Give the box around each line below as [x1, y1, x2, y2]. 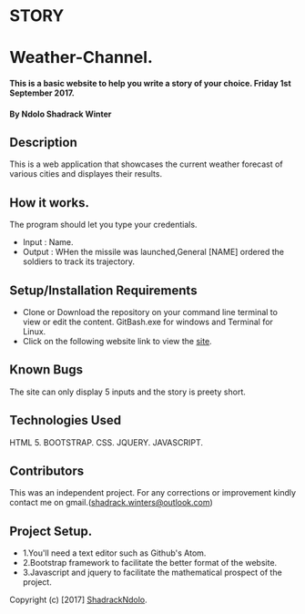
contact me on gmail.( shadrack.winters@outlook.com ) [9, 497, 214, 508]
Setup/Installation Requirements [9, 282, 198, 298]
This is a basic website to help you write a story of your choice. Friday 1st [9, 77, 291, 88]
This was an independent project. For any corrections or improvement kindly [9, 487, 297, 498]
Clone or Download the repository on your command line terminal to [22, 307, 278, 317]
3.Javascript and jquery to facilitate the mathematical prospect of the [22, 567, 282, 578]
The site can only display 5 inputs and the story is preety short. [9, 386, 246, 397]
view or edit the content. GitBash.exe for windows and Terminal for [22, 316, 273, 327]
